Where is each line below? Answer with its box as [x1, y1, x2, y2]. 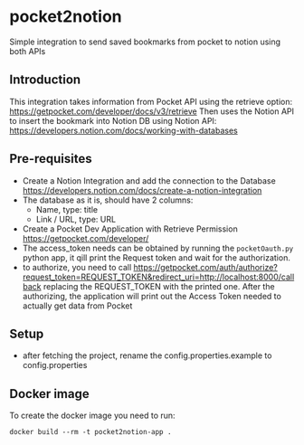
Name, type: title [35, 204, 98, 214]
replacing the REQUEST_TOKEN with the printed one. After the [43, 280, 275, 291]
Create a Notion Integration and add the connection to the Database [22, 175, 276, 186]
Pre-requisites [9, 151, 92, 166]
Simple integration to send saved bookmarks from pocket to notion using [9, 36, 281, 47]
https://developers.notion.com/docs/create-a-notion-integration [22, 185, 262, 195]
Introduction [9, 72, 81, 88]
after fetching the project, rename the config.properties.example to [22, 350, 272, 361]
